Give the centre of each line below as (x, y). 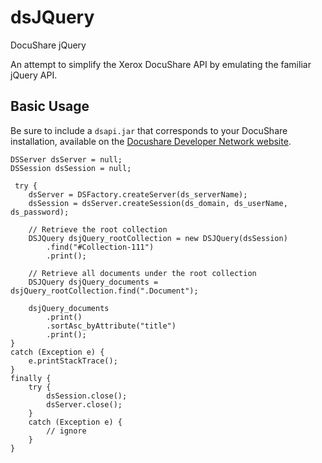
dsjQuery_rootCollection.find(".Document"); (104, 291)
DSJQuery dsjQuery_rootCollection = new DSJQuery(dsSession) (158, 238)
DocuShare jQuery (48, 45)
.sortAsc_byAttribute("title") (111, 326)
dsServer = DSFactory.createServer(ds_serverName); (138, 194)
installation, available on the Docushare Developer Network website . (151, 141)
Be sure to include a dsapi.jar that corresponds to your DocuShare (149, 130)
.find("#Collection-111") (100, 247)
